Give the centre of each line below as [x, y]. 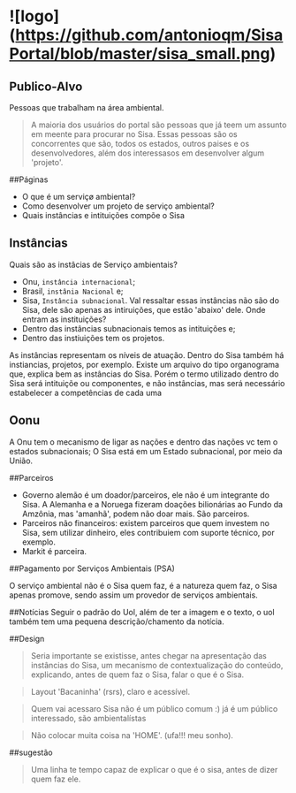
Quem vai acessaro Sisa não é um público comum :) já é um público [154, 708]
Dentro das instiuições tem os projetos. [93, 338]
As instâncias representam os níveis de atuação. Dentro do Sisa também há [147, 355]
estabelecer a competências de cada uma [85, 393]
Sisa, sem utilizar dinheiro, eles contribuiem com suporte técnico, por [148, 532]
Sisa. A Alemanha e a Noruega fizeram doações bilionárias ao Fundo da [152, 504]
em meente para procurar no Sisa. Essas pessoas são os [134, 134]
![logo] [34, 16]
